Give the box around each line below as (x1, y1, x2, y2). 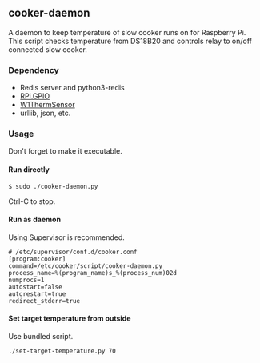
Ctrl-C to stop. (8, 196, 56, 206)
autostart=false (8, 283, 62, 291)
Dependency (8, 64, 60, 75)
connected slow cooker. (8, 44, 88, 54)
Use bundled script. (8, 332, 74, 341)
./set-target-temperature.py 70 (8, 347, 116, 355)
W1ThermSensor (19, 100, 75, 110)
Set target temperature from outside (8, 313, 131, 323)
